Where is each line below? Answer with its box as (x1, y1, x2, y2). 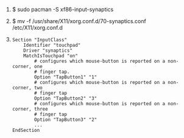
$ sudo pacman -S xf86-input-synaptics (12, 6, 114, 13)
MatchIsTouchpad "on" (23, 53, 78, 59)
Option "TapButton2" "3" (34, 95, 97, 102)
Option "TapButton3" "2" (34, 117, 97, 123)
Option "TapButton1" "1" (34, 74, 97, 80)
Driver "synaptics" (23, 47, 73, 53)
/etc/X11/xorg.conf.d (12, 24, 63, 31)
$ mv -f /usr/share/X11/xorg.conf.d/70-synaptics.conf (12, 18, 146, 24)
